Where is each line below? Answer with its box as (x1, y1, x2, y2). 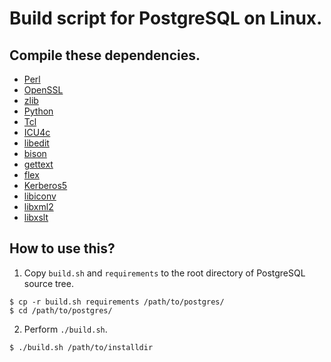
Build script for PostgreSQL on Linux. (9, 7, 323, 30)
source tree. (23, 277, 74, 289)
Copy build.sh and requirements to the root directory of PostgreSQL (23, 267, 306, 279)
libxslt (23, 212, 49, 223)
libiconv (23, 190, 57, 202)
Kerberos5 (23, 180, 68, 191)
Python (23, 105, 54, 117)
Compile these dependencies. (9, 47, 201, 64)
